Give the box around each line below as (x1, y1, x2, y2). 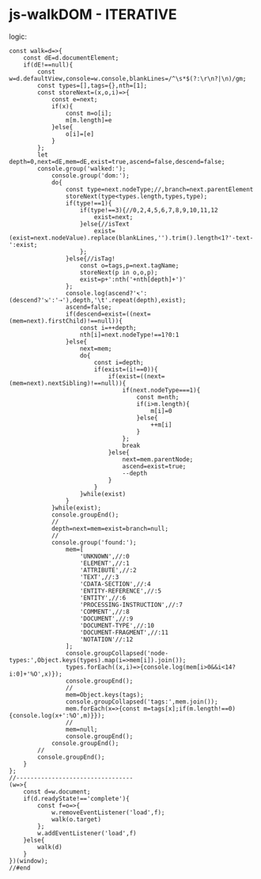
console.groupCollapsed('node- (65, 649, 169, 657)
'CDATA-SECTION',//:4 (79, 580, 151, 588)
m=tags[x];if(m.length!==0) (143, 704, 236, 713)
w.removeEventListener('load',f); (51, 809, 165, 816)
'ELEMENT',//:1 (79, 559, 130, 567)
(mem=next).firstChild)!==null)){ (9, 316, 123, 325)
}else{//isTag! (65, 255, 115, 263)
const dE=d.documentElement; (23, 54, 119, 62)
